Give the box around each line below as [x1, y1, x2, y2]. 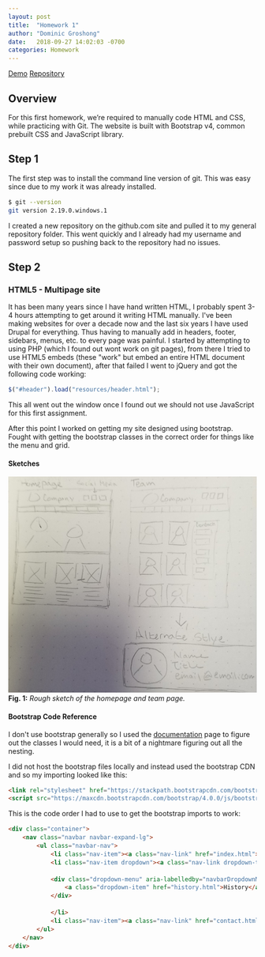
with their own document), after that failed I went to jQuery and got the [8, 361, 238, 371]
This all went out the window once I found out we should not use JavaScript [8, 400, 255, 410]
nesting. [8, 746, 35, 755]
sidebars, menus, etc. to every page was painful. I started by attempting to [8, 336, 251, 346]
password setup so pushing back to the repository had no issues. [8, 237, 221, 247]
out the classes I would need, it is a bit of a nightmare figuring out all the [8, 738, 243, 747]
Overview [8, 92, 58, 105]
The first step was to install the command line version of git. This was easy [8, 173, 251, 183]
